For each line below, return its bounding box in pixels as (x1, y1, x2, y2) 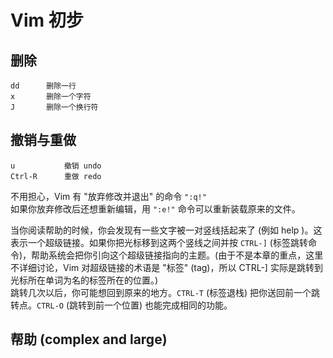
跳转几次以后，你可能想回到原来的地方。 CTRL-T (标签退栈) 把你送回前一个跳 (10, 286, 321, 298)
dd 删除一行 (10, 81, 77, 91)
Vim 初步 (10, 9, 84, 32)
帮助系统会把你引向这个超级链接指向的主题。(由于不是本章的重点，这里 (31, 249, 324, 261)
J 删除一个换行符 (10, 102, 99, 112)
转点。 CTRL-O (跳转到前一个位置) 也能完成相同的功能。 (10, 299, 233, 311)
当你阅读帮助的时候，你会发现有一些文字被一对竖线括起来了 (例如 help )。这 (10, 224, 323, 236)
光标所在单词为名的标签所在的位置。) (10, 274, 159, 286)
